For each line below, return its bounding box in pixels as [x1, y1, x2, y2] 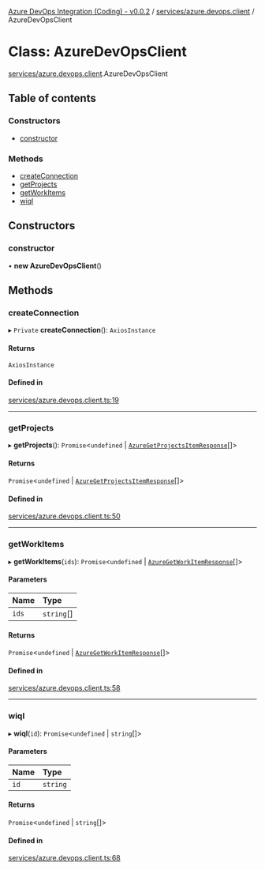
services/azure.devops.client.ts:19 [8, 395, 120, 405]
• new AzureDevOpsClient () [8, 261, 103, 270]
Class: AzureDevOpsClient [8, 43, 188, 61]
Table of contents [8, 92, 96, 105]
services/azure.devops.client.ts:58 [8, 684, 121, 693]
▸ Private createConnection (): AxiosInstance [8, 326, 156, 335]
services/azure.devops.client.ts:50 [8, 511, 121, 521]
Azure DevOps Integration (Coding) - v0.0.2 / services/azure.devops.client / [8, 7, 255, 16]
